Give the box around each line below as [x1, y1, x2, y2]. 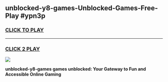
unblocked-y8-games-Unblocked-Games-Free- [5, 4, 158, 12]
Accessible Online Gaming [5, 71, 61, 77]
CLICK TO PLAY [5, 27, 44, 34]
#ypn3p [20, 12, 46, 20]
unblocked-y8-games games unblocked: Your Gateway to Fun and [5, 66, 146, 72]
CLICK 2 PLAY [5, 45, 40, 52]
